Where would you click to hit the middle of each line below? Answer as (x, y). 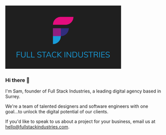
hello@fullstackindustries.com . (37, 127)
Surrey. (13, 97)
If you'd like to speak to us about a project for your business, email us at (80, 121)
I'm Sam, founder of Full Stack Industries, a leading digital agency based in (83, 91)
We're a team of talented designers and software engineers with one (77, 106)
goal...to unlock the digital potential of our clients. (57, 112)
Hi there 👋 (18, 80)
